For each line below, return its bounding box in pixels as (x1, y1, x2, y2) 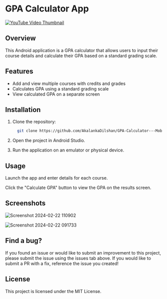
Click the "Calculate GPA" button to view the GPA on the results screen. (5, 184, 152, 190)
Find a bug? (5, 236, 42, 245)
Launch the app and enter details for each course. (5, 175, 108, 181)
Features (5, 67, 33, 75)
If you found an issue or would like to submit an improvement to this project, (5, 249, 161, 255)
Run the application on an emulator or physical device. (12, 147, 125, 153)
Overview (5, 34, 36, 42)
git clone (17, 128, 37, 133)
